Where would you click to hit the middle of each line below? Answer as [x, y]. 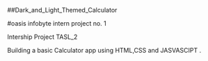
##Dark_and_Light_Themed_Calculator [62, 10]
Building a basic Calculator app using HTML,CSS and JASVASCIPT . [104, 50]
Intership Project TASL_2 [42, 37]
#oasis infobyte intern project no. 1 [57, 23]
